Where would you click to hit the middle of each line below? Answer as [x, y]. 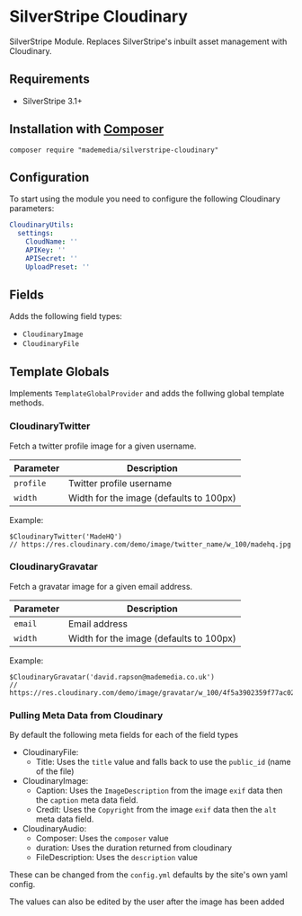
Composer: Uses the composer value [102, 839]
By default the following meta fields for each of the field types [124, 735]
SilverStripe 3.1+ [52, 101]
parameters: [32, 209]
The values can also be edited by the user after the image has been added [147, 902]
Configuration [49, 177]
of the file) [55, 771]
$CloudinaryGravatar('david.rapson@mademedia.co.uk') [112, 677]
